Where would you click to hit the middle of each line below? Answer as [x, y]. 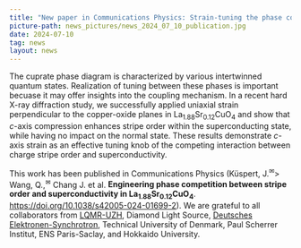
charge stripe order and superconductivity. [88, 154]
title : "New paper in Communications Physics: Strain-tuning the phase [146, 17]
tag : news [28, 43]
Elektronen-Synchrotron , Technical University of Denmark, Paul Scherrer [143, 225]
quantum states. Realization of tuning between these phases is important [144, 86]
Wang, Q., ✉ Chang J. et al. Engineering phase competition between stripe [148, 184]
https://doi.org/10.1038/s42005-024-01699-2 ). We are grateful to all [135, 206]
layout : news [34, 51]
